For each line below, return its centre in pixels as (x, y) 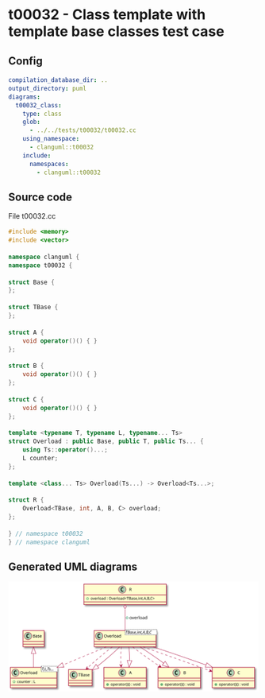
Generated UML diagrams (73, 566)
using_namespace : (51, 139)
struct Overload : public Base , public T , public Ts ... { (106, 442)
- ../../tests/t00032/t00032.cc (83, 130)
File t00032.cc (32, 216)
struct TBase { (33, 308)
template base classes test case (116, 31)
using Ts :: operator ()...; (65, 450)
